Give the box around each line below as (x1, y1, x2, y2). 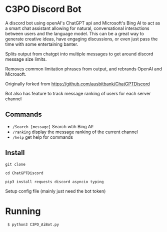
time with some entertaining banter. (5, 41, 78, 47)
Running (5, 206, 41, 217)
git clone (5, 162, 26, 167)
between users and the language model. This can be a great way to (5, 30, 144, 36)
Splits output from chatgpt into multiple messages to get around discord (5, 51, 153, 57)
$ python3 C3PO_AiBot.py (7, 222, 59, 227)
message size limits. (5, 56, 47, 62)
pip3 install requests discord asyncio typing (5, 179, 104, 184)
